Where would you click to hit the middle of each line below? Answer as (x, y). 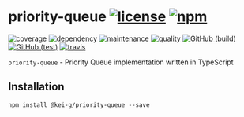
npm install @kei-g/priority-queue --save (79, 105)
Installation (36, 87)
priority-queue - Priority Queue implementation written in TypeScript (121, 62)
